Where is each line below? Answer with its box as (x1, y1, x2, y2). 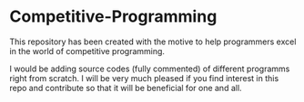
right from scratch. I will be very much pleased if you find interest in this (9, 72, 279, 83)
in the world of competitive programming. (9, 45, 166, 56)
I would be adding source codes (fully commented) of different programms (9, 63, 290, 74)
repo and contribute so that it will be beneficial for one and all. (9, 82, 243, 93)
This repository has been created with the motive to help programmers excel (9, 36, 297, 47)
